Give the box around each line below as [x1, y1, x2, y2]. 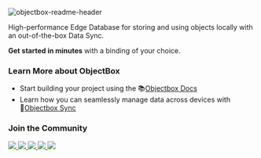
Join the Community [8, 123, 88, 134]
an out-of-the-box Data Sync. [8, 31, 105, 40]
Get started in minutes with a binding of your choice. [8, 46, 181, 55]
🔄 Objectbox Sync [19, 103, 76, 113]
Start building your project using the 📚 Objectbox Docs [19, 84, 198, 93]
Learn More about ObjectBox [8, 65, 120, 76]
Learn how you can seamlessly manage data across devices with [19, 95, 230, 105]
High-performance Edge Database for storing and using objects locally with [8, 23, 253, 31]
